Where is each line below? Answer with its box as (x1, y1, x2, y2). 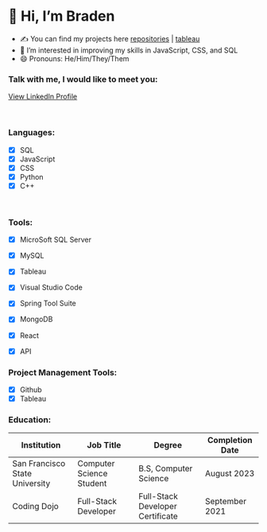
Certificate (138, 511, 179, 522)
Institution (21, 440, 61, 451)
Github (19, 385, 42, 394)
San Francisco (12, 458, 66, 469)
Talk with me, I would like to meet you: (8, 73, 158, 84)
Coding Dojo (12, 501, 60, 512)
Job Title (87, 440, 122, 451)
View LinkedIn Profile (8, 91, 78, 102)
